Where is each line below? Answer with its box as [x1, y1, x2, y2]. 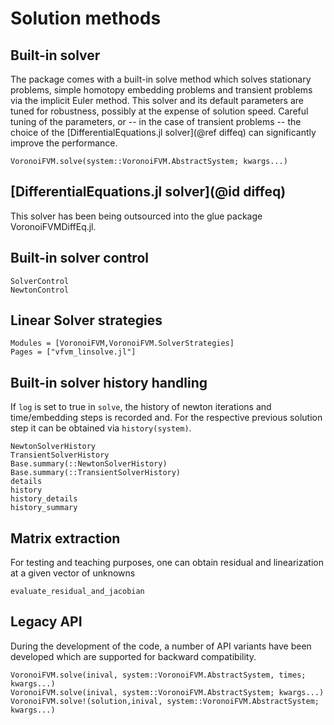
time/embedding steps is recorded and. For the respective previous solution [10, 412, 323, 424]
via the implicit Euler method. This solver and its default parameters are [10, 95, 304, 106]
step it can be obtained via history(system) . [10, 422, 192, 434]
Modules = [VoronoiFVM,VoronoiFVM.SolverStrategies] [10, 338, 235, 349]
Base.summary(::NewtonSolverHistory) [10, 459, 168, 469]
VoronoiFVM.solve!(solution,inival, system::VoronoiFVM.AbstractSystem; [10, 696, 320, 706]
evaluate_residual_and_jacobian [10, 587, 145, 597]
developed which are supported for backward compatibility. [10, 650, 257, 662]
